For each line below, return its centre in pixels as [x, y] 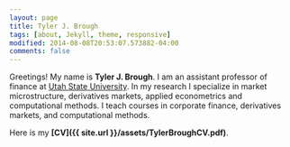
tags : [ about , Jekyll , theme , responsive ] [90, 34]
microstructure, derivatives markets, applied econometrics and [126, 96]
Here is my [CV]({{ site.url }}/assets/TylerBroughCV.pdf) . [119, 133]
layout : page [34, 18]
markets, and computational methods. [80, 115]
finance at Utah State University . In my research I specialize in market [138, 87]
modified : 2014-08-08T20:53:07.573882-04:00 [94, 43]
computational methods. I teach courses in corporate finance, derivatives [145, 106]
